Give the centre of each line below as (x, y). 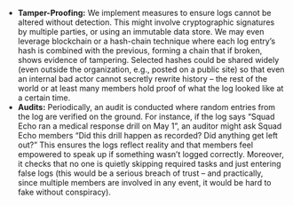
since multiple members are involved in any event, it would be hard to (144, 182)
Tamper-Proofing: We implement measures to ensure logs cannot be (144, 13)
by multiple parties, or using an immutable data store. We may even (141, 32)
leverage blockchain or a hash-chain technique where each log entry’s (146, 41)
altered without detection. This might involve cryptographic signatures (146, 22)
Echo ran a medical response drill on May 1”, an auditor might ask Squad (150, 126)
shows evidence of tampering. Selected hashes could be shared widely (148, 60)
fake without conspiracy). (64, 192)
